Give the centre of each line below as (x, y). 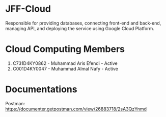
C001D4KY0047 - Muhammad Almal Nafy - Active (65, 68)
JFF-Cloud (28, 9)
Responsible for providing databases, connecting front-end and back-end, (83, 23)
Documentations (41, 89)
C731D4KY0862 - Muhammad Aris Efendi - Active (65, 63)
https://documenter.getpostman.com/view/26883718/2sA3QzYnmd (76, 109)
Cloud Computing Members (65, 49)
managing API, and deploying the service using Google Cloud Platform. (80, 28)
